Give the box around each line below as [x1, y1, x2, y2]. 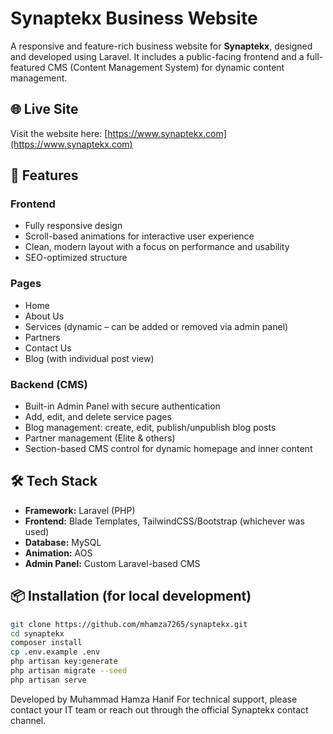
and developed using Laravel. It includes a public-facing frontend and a [10, 50, 305, 62]
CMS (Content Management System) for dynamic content [47, 61, 285, 73]
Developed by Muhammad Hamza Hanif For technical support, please [10, 693, 298, 705]
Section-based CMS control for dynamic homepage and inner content [24, 443, 313, 455]
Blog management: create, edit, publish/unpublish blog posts [24, 422, 277, 434]
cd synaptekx [10, 628, 65, 639]
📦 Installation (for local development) [10, 588, 252, 605]
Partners [24, 331, 61, 343]
